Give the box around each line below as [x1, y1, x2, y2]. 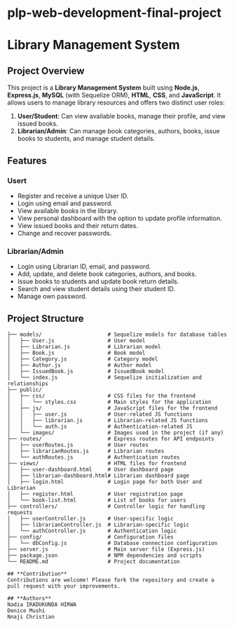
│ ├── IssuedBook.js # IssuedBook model [7, 368, 165, 375]
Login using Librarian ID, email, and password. [17, 262, 151, 271]
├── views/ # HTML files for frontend [7, 459, 187, 467]
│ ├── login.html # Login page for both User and [7, 478, 202, 485]
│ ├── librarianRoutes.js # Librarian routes [7, 447, 165, 454]
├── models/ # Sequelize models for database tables [7, 331, 228, 338]
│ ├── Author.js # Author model [7, 361, 152, 369]
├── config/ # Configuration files [7, 533, 174, 541]
